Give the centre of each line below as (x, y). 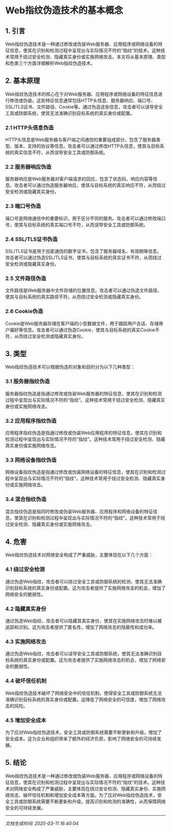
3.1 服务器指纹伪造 (27, 381)
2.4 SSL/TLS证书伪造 (32, 239)
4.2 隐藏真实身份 (26, 609)
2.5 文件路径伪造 (26, 278)
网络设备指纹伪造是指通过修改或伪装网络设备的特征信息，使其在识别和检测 (83, 472)
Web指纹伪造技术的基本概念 (64, 10)
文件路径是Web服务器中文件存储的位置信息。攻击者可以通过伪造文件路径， (83, 291)
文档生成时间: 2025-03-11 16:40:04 (42, 823)
